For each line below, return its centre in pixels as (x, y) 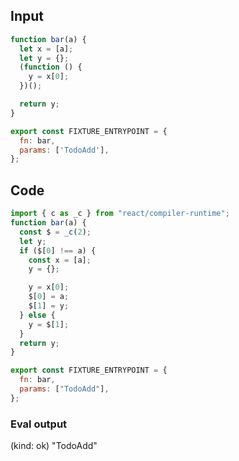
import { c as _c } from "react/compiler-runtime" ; (120, 214)
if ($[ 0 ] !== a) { (58, 250)
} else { (37, 315)
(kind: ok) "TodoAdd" (54, 446)
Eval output (39, 424)
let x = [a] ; (46, 49)
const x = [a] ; (60, 260)
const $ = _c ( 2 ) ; (55, 232)
